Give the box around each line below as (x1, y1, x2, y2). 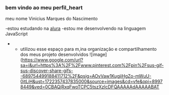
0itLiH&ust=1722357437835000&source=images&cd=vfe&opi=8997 (20, 78, 163, 85)
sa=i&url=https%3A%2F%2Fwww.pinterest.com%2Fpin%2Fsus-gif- (20, 62, 164, 69)
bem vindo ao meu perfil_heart (5, 4, 83, 11)
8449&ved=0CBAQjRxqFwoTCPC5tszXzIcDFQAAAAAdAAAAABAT (20, 84, 160, 90)
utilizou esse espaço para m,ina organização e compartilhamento (20, 46, 157, 52)
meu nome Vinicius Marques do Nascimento (5, 16, 98, 22)
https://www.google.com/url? (22, 57, 84, 63)
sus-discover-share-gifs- (20, 68, 74, 74)
